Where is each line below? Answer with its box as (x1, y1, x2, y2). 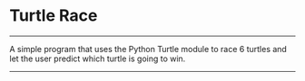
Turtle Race (9, 5, 98, 26)
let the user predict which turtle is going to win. (9, 53, 186, 64)
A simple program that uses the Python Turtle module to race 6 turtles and (9, 43, 288, 54)
